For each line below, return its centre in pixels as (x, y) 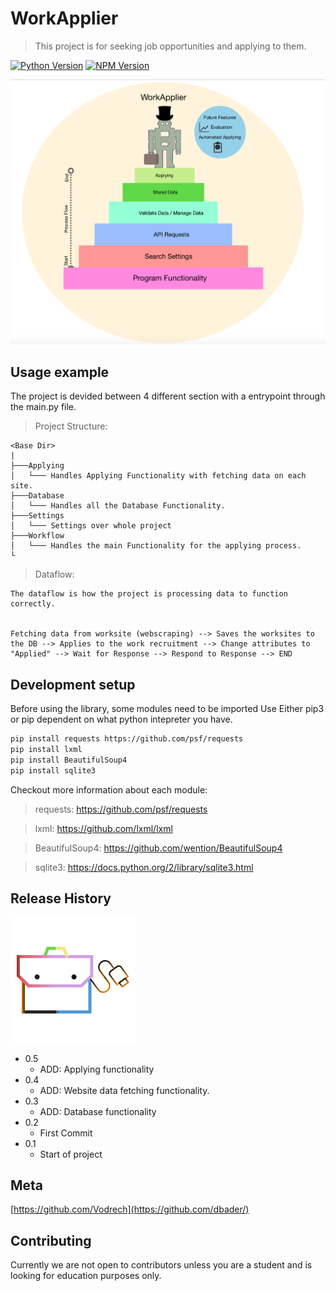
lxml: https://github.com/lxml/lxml (103, 828)
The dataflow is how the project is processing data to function (149, 594)
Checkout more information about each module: (109, 789)
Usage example (60, 372)
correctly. (33, 604)
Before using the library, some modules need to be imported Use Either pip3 (167, 709)
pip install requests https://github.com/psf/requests (127, 739)
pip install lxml (46, 750)
